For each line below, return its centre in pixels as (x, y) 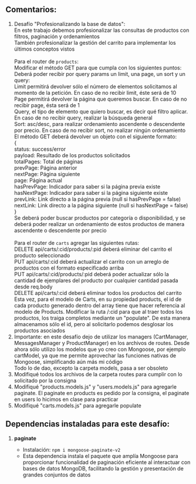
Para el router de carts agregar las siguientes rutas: (76, 243)
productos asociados (40, 330)
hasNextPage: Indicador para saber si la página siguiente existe (91, 193)
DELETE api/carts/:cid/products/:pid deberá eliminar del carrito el (93, 249)
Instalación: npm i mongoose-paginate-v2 (72, 449)
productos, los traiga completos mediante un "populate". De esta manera (102, 318)
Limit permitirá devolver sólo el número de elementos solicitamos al (95, 86)
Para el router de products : (46, 61)
